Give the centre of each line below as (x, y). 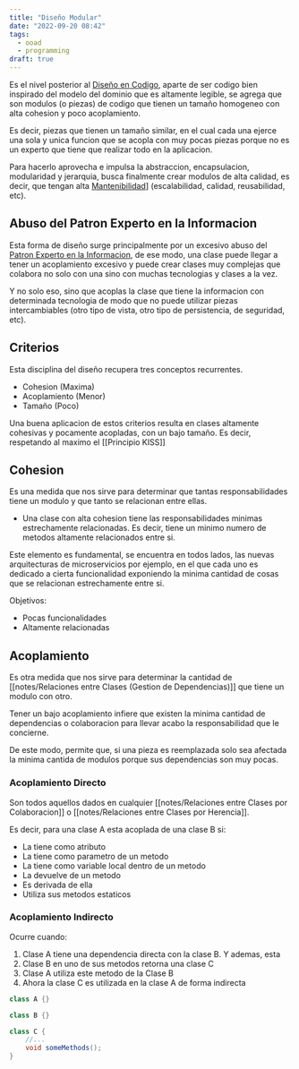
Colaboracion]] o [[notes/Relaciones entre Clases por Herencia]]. (129, 812)
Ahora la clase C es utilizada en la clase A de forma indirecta (134, 982)
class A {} (30, 999)
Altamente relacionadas (66, 628)
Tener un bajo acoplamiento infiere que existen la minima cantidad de (137, 714)
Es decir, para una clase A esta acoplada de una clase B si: (118, 829)
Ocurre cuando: (38, 936)
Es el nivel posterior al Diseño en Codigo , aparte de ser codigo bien (133, 85)
